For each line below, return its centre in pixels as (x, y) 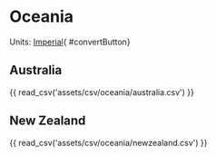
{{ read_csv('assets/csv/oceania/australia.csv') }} (102, 92)
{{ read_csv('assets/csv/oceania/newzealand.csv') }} (108, 142)
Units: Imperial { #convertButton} (70, 42)
